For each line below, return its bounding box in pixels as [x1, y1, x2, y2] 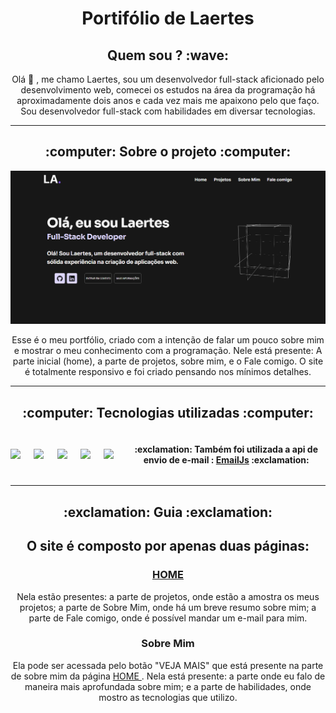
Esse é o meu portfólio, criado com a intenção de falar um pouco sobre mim [11, 334, 325, 346]
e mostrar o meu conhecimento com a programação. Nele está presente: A [13, 345, 323, 357]
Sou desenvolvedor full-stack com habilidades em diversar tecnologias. [20, 105, 316, 117]
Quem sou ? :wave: [107, 47, 229, 64]
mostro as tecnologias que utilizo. [98, 691, 238, 703]
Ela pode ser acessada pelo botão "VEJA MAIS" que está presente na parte [12, 659, 324, 671]
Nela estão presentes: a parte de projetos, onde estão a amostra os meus [16, 590, 320, 602]
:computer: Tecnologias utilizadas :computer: [22, 404, 314, 421]
